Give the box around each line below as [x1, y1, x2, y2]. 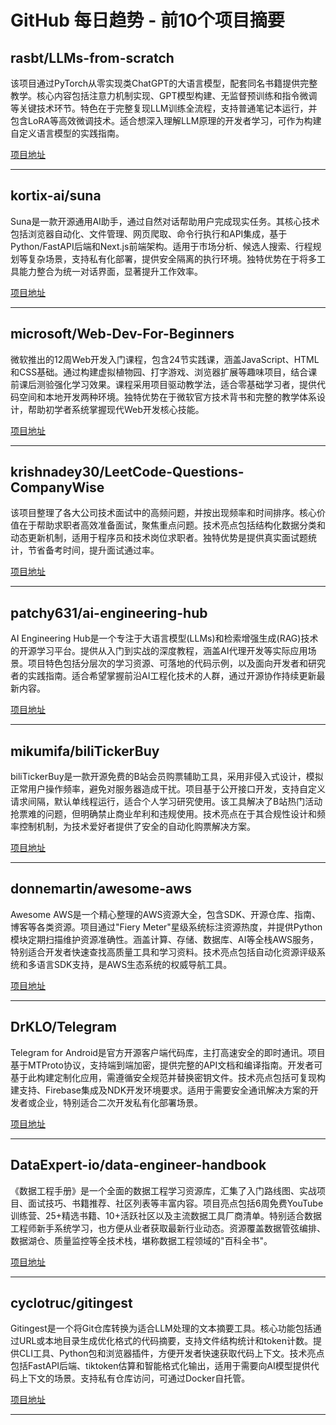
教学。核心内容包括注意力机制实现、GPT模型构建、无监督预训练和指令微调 [10, 90, 318, 101]
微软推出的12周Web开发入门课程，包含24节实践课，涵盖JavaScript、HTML [10, 353, 320, 365]
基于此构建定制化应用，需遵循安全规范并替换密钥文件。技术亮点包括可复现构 [10, 1071, 326, 1083]
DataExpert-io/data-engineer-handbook [10, 1157, 267, 1174]
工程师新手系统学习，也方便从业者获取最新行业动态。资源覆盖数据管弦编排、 [10, 1222, 326, 1234]
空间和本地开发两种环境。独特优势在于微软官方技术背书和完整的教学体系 [18, 391, 317, 403]
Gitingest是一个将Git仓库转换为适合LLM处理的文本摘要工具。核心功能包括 [10, 1322, 313, 1335]
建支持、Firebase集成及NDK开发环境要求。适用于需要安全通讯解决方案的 [10, 1084, 311, 1096]
